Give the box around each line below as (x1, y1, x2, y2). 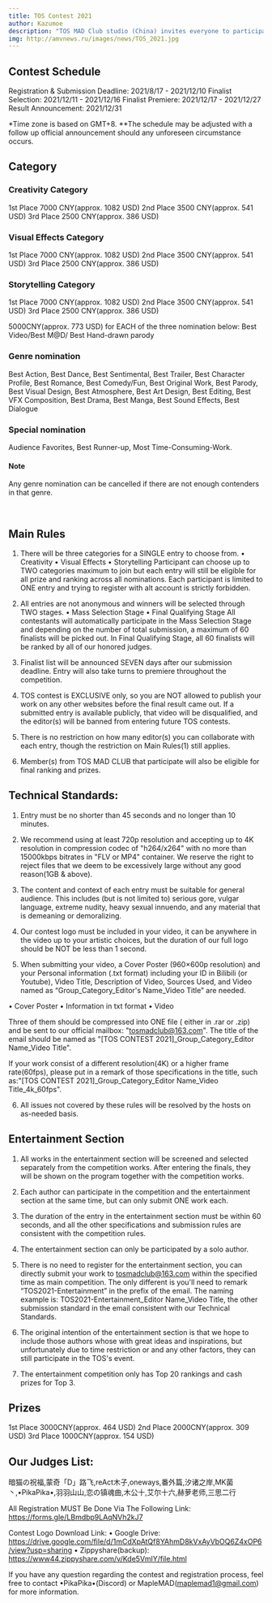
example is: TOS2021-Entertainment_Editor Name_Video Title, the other (19, 1294, 258, 1304)
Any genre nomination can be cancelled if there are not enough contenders (8, 479, 260, 489)
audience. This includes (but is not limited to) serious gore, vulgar (19, 893, 240, 903)
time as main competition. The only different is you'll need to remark (19, 1277, 249, 1287)
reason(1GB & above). (19, 869, 93, 879)
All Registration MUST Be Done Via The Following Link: (8, 1504, 192, 1514)
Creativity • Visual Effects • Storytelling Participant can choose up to (19, 557, 250, 567)
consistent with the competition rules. (19, 1228, 147, 1238)
